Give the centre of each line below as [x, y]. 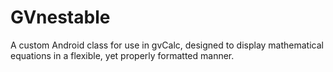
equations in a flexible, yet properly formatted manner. [122, 55]
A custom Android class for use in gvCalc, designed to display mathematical [167, 45]
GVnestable [60, 17]
